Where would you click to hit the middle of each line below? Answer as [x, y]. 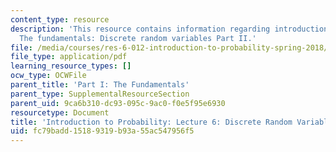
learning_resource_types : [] [71, 66]
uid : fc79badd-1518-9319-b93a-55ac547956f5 [102, 131]
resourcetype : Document [60, 112]
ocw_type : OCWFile [48, 76]
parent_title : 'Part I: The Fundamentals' [100, 85]
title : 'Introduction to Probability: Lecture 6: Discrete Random [151, 122]
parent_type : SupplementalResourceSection [100, 94]
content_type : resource [60, 19]
